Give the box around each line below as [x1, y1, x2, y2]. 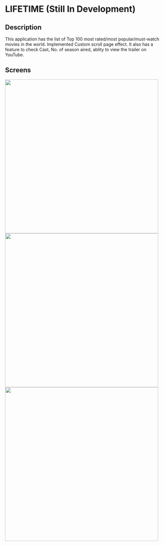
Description [5, 23, 42, 32]
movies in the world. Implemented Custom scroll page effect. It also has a [5, 41, 153, 47]
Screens [5, 66, 31, 74]
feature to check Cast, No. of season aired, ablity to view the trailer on [5, 47, 147, 52]
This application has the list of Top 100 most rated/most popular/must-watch [5, 36, 160, 42]
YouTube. [5, 52, 24, 58]
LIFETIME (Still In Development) [5, 3, 136, 15]
